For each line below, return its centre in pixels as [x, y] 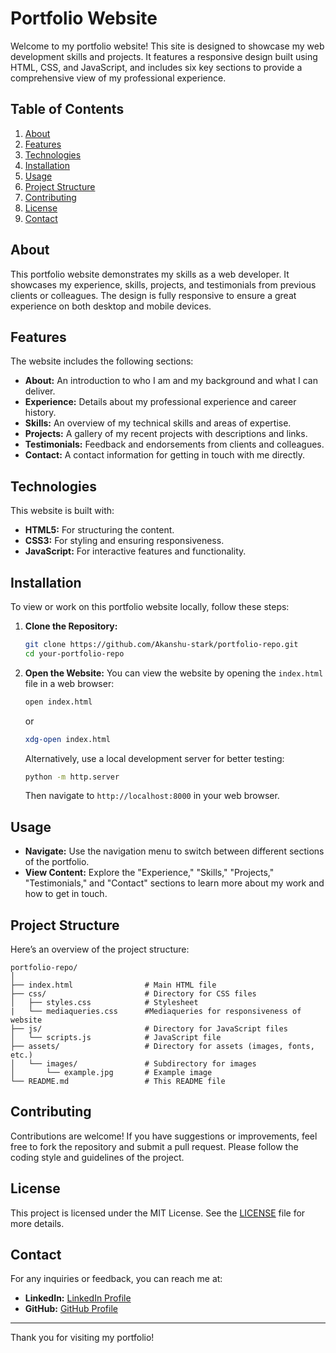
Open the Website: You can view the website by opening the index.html [174, 673]
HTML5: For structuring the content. [99, 530]
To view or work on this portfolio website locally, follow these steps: [150, 606]
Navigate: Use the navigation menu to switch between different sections [174, 851]
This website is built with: [62, 511]
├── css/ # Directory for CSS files [133, 994]
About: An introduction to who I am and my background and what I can [171, 381]
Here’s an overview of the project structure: [100, 949]
